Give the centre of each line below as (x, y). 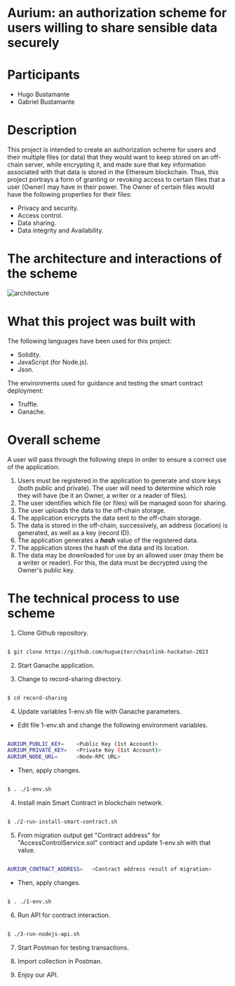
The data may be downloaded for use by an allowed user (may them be (120, 555)
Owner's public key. (46, 570)
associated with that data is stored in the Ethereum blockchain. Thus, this (113, 172)
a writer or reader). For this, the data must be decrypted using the (113, 563)
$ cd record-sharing (38, 698)
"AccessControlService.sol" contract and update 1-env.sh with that (114, 842)
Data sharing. (37, 223)
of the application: (33, 467)
